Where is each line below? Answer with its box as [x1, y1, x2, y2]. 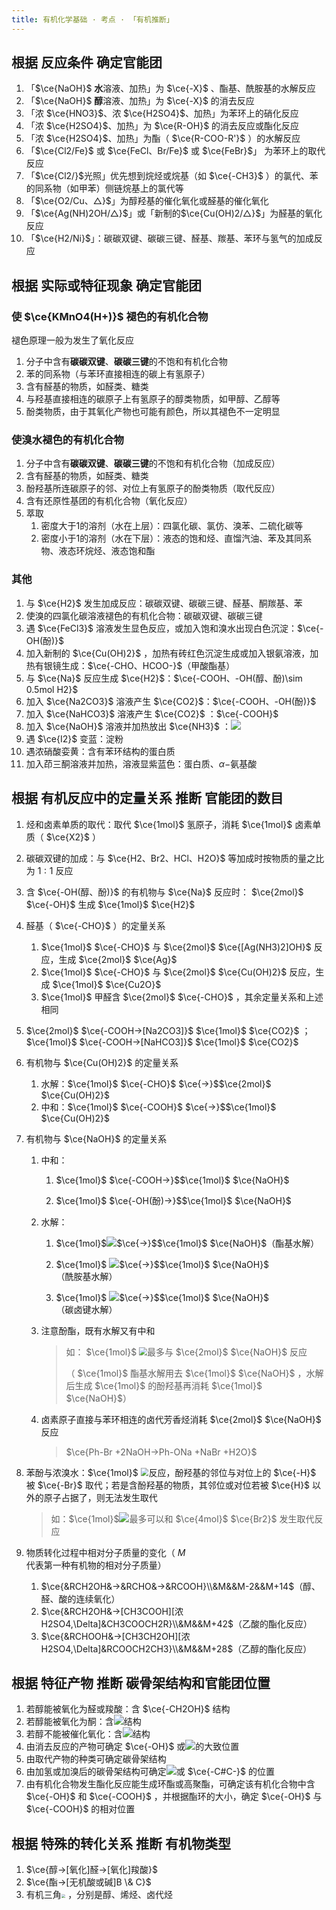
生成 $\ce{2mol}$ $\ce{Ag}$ [58, 953, 178, 965]
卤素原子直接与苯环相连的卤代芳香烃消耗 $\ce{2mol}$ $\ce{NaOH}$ [40, 1413, 322, 1425]
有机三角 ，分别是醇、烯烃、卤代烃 [25, 1889, 174, 1901]
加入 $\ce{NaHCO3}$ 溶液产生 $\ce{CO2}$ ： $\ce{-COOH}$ [25, 707, 279, 720]
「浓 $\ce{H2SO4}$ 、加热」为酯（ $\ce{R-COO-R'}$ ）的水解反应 [25, 132, 301, 145]
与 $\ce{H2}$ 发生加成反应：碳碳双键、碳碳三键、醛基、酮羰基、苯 [25, 597, 303, 609]
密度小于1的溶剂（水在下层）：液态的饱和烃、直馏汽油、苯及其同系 [40, 532, 313, 545]
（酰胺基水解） [55, 1270, 118, 1282]
